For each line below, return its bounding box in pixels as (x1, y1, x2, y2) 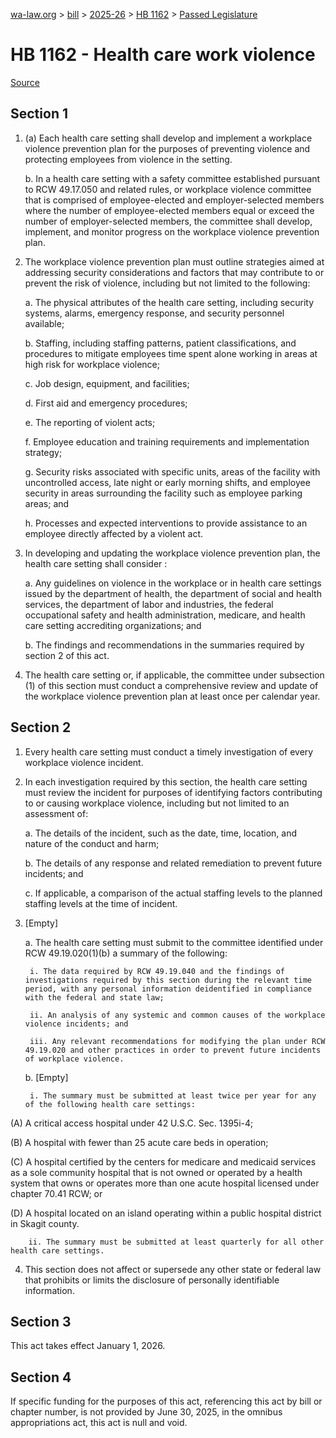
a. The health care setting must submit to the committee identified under (24, 936, 324, 948)
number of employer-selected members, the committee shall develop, (24, 215, 313, 227)
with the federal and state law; (24, 992, 165, 1003)
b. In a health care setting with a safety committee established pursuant (24, 172, 321, 184)
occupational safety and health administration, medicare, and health (24, 609, 306, 621)
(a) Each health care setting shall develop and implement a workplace (24, 132, 313, 144)
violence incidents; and (24, 1019, 129, 1029)
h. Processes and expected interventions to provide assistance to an (24, 517, 308, 529)
